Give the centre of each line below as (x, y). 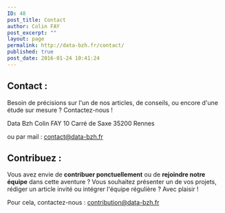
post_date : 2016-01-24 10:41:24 (53, 58)
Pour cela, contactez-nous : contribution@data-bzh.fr (83, 203)
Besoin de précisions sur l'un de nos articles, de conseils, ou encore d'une (113, 102)
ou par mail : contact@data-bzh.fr (55, 136)
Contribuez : (34, 158)
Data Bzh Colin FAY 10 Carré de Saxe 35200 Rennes (81, 123)
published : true (30, 52)
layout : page (26, 39)
